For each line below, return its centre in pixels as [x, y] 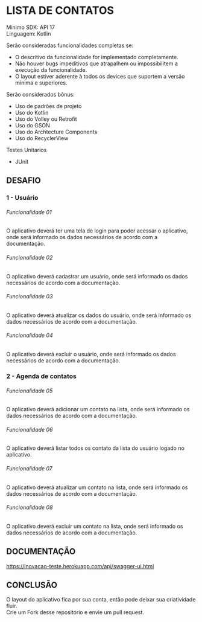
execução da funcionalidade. [51, 69]
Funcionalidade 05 [30, 391]
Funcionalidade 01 [29, 212]
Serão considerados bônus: [41, 94]
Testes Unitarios [27, 150]
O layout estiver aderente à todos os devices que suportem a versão [100, 76]
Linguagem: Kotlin [29, 33]
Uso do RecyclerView [42, 138]
